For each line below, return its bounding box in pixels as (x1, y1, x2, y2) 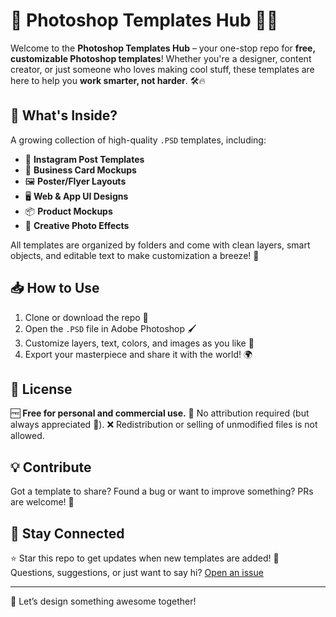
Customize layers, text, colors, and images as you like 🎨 (24, 337, 255, 349)
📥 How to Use (10, 280, 100, 297)
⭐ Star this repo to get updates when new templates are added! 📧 (10, 552, 280, 564)
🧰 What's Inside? (10, 107, 118, 124)
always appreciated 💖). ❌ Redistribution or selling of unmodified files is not (10, 419, 318, 431)
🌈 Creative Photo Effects (24, 219, 130, 231)
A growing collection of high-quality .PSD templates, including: (10, 134, 267, 146)
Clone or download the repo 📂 (24, 311, 149, 323)
